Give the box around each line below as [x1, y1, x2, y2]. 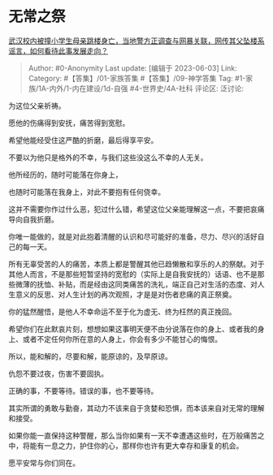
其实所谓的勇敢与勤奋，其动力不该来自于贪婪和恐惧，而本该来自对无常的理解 [8, 403, 265, 412]
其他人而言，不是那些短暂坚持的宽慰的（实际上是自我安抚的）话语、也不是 [8, 269, 258, 279]
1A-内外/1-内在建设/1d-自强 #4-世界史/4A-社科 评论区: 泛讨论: [37, 83, 245, 93]
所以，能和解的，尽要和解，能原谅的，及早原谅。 [8, 351, 172, 361]
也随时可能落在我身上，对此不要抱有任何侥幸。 [8, 187, 165, 196]
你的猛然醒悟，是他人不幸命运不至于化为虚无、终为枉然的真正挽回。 [8, 306, 236, 317]
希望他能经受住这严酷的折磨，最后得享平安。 [8, 135, 158, 145]
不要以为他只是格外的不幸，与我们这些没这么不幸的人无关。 [8, 152, 208, 162]
